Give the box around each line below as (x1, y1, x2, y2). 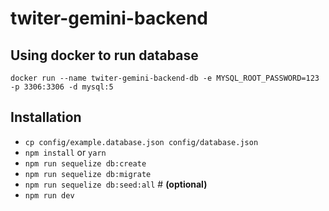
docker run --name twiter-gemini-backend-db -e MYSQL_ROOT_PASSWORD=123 (10, 73, 320, 83)
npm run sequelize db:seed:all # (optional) (24, 178, 208, 190)
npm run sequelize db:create (24, 158, 147, 169)
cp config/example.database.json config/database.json (24, 137, 259, 147)
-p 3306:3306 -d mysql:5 (10, 82, 114, 92)
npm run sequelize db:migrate (24, 169, 152, 179)
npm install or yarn (24, 146, 107, 158)
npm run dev (24, 190, 75, 201)
